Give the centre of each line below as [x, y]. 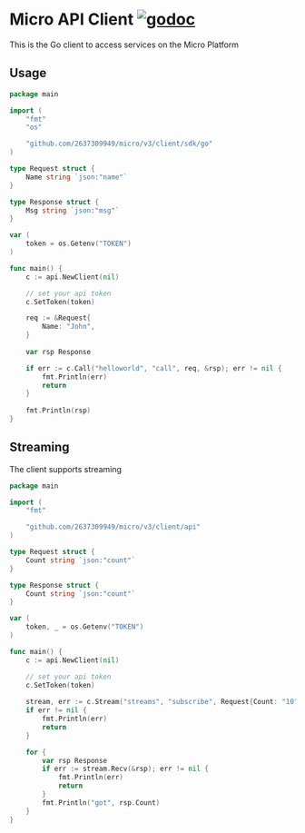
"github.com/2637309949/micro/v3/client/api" [113, 527]
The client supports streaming [66, 469]
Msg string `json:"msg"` [73, 210]
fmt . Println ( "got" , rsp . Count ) [101, 803]
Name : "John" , [69, 327]
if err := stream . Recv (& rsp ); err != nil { [125, 769]
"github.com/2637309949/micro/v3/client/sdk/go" [119, 144]
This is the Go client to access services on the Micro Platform [124, 45]
